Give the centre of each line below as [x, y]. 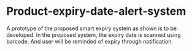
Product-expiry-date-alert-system [96, 11]
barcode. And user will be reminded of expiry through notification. [90, 41]
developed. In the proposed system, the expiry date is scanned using [94, 34]
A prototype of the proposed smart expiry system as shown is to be [91, 28]
